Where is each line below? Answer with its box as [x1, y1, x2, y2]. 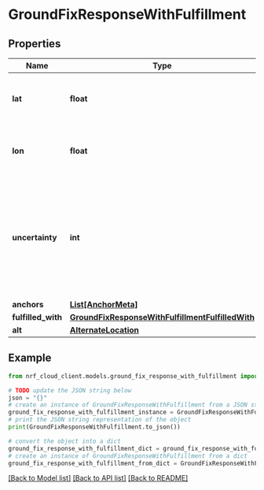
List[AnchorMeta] [69, 299, 138, 310]
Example [8, 351, 52, 365]
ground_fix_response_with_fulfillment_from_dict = [8, 459, 178, 467]
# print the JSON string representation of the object [8, 416, 192, 424]
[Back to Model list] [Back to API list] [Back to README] [8, 473, 189, 483]
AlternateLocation [69, 325, 140, 336]
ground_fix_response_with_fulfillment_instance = [8, 408, 174, 417]
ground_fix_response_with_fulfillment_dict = [8, 444, 159, 452]
